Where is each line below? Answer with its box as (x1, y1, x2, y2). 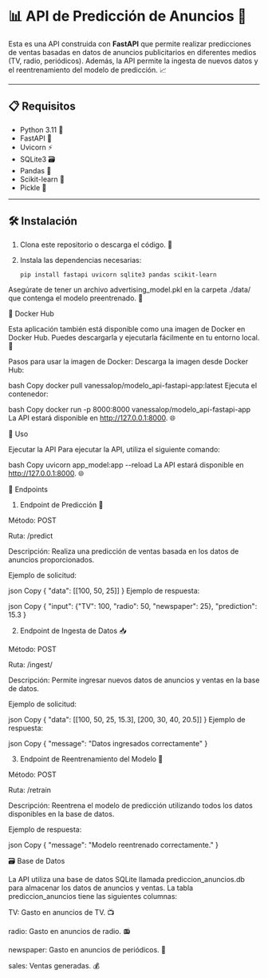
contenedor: (8, 389, 49, 399)
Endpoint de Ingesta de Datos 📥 (19, 626, 127, 636)
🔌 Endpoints (8, 485, 48, 495)
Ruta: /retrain (8, 785, 52, 795)
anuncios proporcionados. (8, 555, 95, 565)
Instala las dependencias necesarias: (19, 255, 142, 264)
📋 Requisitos (8, 100, 76, 113)
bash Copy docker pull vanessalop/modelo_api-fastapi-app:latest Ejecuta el (8, 381, 258, 391)
